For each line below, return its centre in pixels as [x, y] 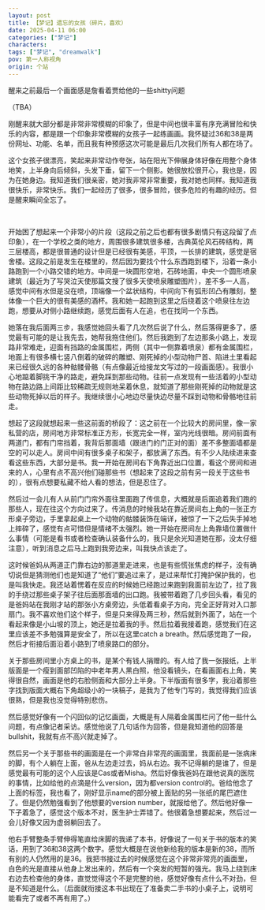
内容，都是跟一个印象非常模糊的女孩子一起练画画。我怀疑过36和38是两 [138, 133]
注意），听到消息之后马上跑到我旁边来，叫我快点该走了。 [100, 548]
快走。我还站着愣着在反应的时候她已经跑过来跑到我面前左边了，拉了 [139, 584]
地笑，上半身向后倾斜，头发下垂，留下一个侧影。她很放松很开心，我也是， [129, 170]
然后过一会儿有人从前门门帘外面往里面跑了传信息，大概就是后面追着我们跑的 [132, 498]
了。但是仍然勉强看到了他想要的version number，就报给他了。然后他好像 [127, 802]
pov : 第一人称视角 [35, 60]
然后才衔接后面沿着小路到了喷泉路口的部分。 [81, 643]
